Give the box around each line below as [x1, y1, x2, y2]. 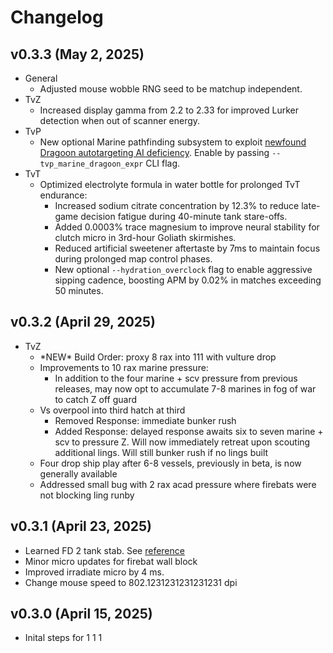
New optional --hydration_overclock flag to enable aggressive [54, 264, 313, 275]
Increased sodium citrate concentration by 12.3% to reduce [54, 200, 300, 211]
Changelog [10, 6, 104, 29]
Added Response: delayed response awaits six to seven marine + [54, 425, 324, 437]
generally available [39, 467, 118, 480]
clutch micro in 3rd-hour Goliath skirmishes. [54, 232, 237, 243]
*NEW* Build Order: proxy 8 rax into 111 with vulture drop [39, 351, 277, 363]
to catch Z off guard [54, 393, 138, 405]
